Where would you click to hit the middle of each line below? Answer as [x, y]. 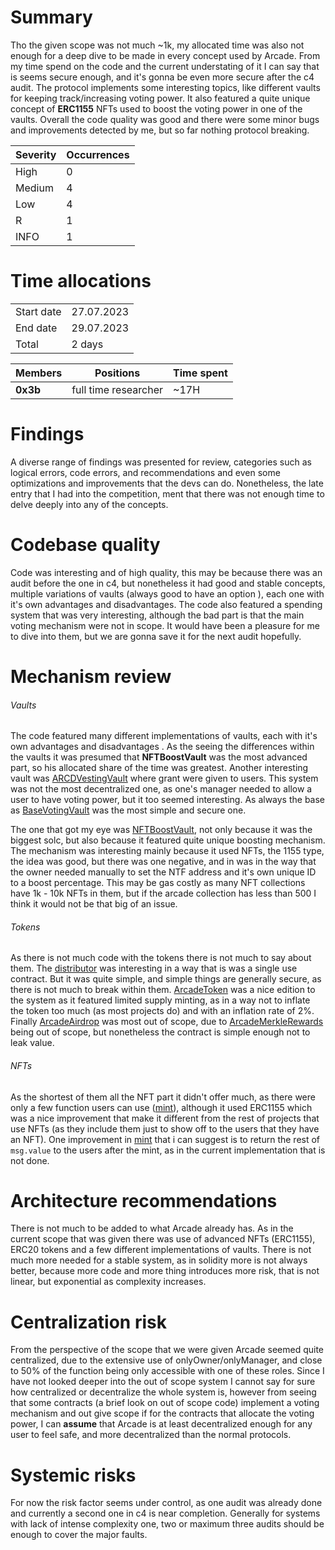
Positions [117, 373]
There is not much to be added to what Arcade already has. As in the [152, 1228]
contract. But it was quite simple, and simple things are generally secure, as [166, 979]
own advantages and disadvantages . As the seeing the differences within [162, 747]
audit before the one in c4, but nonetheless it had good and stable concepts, [168, 583]
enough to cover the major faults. [79, 1535]
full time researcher [117, 389]
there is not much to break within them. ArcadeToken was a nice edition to [163, 990]
